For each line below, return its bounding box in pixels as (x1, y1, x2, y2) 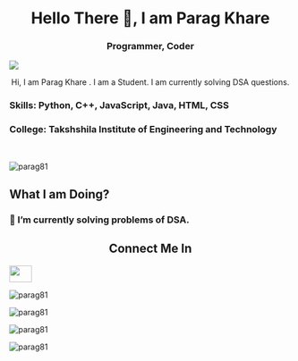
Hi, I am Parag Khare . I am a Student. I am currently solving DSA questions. (11, 77, 290, 88)
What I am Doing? (9, 187, 110, 202)
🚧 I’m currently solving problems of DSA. (9, 214, 190, 226)
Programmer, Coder (106, 40, 195, 53)
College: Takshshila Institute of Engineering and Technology (9, 123, 277, 136)
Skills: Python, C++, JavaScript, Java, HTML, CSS (9, 99, 230, 112)
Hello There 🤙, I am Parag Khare (30, 8, 270, 29)
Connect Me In (108, 241, 192, 256)
